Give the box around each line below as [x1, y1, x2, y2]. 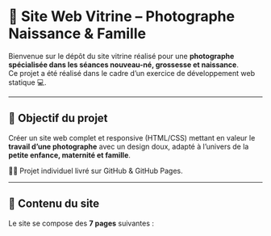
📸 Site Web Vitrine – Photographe [8, 7, 236, 26]
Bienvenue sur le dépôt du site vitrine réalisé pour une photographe [8, 51, 235, 61]
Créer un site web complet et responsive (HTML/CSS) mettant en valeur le [8, 133, 256, 142]
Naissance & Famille [8, 24, 147, 43]
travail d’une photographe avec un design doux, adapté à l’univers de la [8, 141, 249, 151]
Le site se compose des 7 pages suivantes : [8, 218, 155, 228]
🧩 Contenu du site [8, 197, 100, 211]
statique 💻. [8, 77, 47, 87]
